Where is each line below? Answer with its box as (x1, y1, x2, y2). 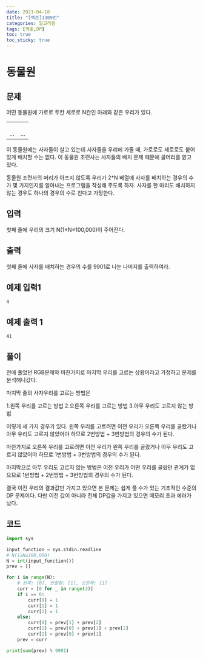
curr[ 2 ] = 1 (28, 608, 59, 614)
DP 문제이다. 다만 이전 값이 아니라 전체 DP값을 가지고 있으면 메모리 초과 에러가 (6, 492, 192, 499)
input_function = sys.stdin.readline (6, 546, 102, 552)
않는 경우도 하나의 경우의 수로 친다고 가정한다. (6, 189, 115, 196)
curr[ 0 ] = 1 (28, 597, 59, 603)
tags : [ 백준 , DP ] (6, 26, 45, 32)
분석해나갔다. (6, 377, 38, 384)
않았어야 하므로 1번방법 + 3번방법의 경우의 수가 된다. (17, 451, 141, 458)
